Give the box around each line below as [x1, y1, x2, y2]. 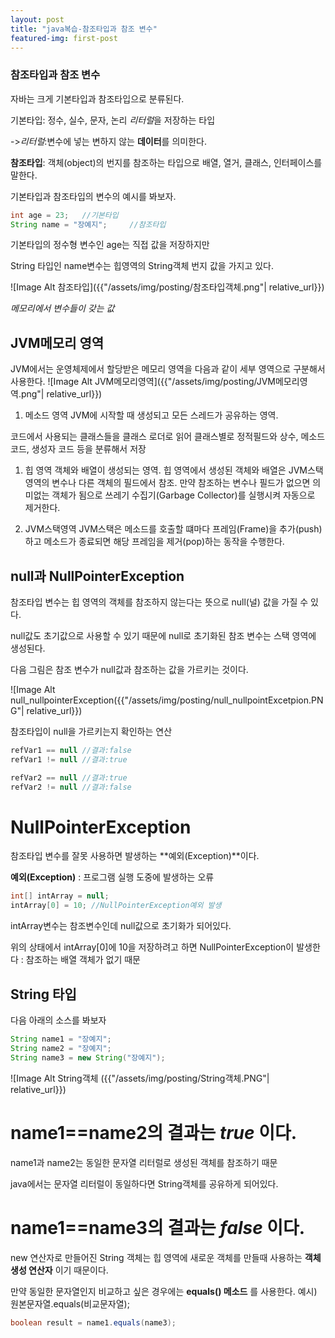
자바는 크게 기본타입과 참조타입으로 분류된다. [10, 92, 185, 105]
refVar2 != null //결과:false [10, 782, 132, 792]
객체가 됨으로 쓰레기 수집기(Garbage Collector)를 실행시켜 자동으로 [51, 489, 316, 501]
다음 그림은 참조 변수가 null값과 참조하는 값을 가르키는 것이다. [10, 664, 249, 676]
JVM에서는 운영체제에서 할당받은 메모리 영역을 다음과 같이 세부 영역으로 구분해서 [10, 363, 326, 375]
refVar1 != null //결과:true [10, 754, 128, 765]
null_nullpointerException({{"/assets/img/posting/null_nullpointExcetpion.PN [10, 694, 324, 706]
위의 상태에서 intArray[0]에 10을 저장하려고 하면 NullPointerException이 [10, 941, 295, 953]
